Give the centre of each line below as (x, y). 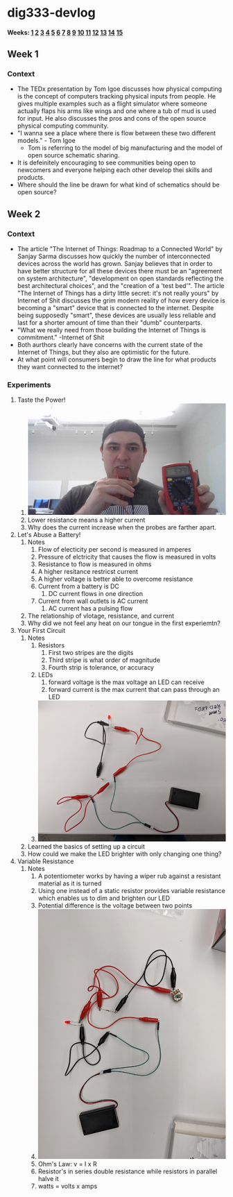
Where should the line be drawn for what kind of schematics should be (118, 185)
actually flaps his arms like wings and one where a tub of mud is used (116, 111)
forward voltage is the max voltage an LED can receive (126, 682)
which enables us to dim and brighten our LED (104, 898)
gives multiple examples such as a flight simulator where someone (112, 104)
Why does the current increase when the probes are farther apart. (122, 527)
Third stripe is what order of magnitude (104, 660)
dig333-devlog (51, 13)
